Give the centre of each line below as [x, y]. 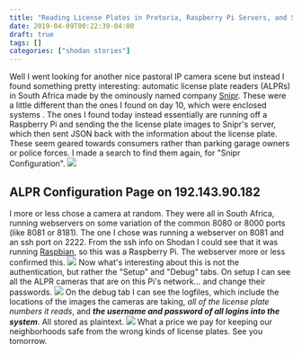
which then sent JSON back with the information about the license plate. [143, 134]
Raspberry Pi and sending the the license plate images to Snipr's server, [143, 124]
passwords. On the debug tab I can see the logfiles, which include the [144, 292]
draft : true [31, 34]
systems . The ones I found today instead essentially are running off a [138, 115]
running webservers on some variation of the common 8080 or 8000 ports [147, 223]
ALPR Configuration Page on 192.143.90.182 [135, 192]
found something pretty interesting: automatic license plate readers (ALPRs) [150, 86]
